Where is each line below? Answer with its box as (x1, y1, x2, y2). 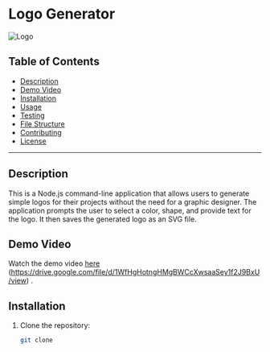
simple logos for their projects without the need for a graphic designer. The (8, 197, 257, 206)
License (19, 136, 47, 146)
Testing (19, 110, 46, 120)
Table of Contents (8, 55, 100, 68)
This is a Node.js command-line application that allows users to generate (8, 188, 250, 198)
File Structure (19, 118, 66, 129)
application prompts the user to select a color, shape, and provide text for (8, 205, 252, 215)
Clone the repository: (19, 321, 91, 330)
